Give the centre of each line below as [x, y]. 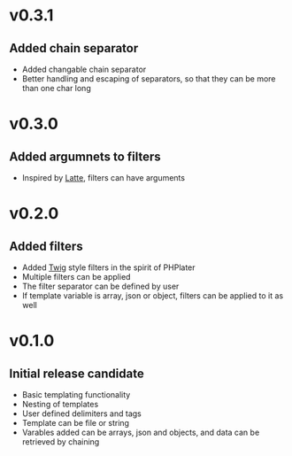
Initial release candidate [77, 373]
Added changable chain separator [84, 69]
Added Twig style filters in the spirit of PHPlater [109, 267]
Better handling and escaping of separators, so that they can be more [149, 79]
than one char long [56, 88]
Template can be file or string [76, 423]
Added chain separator [74, 48]
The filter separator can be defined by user [100, 286]
